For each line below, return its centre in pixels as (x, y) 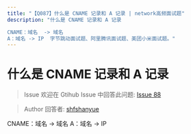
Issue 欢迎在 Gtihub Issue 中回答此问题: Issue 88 (92, 95)
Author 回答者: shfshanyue (61, 109)
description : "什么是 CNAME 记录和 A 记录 (64, 20)
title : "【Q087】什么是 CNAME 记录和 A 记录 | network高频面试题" (96, 13)
